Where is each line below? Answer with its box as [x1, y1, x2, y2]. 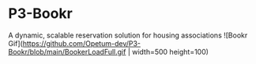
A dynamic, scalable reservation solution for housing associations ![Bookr [8, 30, 248, 40]
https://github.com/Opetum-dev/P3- [22, 38, 141, 48]
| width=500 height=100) [127, 47, 209, 56]
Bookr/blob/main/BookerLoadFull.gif [8, 47, 126, 56]
